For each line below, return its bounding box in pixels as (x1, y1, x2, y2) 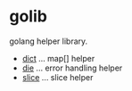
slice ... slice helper (21, 71, 94, 82)
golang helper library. (9, 36, 88, 46)
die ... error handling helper (21, 62, 123, 73)
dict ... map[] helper (21, 53, 95, 63)
